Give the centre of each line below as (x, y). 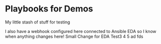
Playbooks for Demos (49, 9)
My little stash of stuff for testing (38, 22)
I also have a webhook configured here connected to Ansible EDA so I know (81, 31)
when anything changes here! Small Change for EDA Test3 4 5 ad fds (74, 36)
